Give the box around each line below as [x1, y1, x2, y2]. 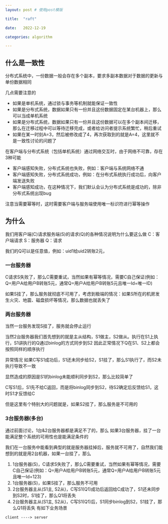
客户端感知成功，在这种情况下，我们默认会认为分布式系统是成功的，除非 [12, 184, 161, 190]
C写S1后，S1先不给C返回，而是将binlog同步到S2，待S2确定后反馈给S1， [5, 384, 154, 390]
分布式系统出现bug [12, 190, 51, 196]
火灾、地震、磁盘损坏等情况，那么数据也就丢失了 [9, 297, 110, 303]
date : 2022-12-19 [5, 25, 46, 30]
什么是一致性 [5, 58, 45, 67]
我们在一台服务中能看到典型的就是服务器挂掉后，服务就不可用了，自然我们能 [5, 444, 163, 450]
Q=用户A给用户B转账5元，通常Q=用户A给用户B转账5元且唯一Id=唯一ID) [5, 280, 152, 286]
